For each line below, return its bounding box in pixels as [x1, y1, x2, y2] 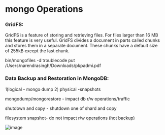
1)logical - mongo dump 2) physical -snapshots [5, 86, 101, 92]
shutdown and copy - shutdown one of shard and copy [5, 105, 117, 111]
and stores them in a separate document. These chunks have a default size [5, 43, 158, 49]
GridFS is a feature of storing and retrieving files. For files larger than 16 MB [5, 32, 159, 38]
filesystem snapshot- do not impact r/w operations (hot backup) [5, 115, 135, 121]
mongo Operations [5, 3, 83, 15]
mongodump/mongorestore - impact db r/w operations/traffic [5, 96, 130, 101]
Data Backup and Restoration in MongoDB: [5, 75, 109, 82]
